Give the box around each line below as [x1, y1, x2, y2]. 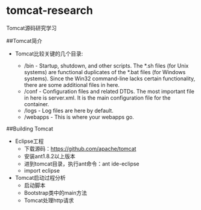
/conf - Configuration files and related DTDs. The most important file [24, 87, 195, 95]
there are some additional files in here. [24, 81, 120, 88]
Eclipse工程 [14, 137, 44, 145]
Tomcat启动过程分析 [14, 174, 66, 181]
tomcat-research [6, 4, 94, 17]
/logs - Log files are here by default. [24, 107, 113, 114]
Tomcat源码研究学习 [6, 24, 57, 31]
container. [24, 100, 49, 107]
